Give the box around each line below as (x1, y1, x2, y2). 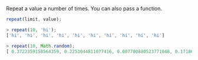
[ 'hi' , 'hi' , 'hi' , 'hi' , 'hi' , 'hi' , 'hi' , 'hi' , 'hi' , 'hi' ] (6, 32, 165, 38)
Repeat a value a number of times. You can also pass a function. (6, 5, 162, 12)
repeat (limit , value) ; (6, 16, 62, 22)
